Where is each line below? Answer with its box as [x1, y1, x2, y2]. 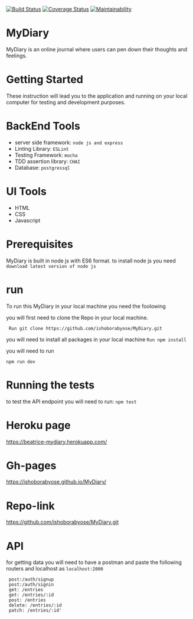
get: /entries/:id [8, 592, 54, 598]
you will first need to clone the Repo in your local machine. [6, 314, 149, 321]
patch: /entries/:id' [8, 608, 62, 614]
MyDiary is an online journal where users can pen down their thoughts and [6, 46, 188, 53]
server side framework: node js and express [14, 139, 123, 146]
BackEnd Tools [6, 119, 81, 133]
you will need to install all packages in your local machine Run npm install [6, 336, 187, 343]
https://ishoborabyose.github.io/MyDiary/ [6, 478, 107, 485]
